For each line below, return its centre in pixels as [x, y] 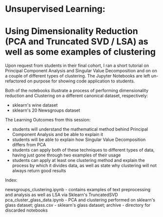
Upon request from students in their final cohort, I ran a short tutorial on [77, 66]
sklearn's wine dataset [35, 105]
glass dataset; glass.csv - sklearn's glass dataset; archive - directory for [78, 205]
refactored [16, 81]
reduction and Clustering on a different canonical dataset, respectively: [76, 96]
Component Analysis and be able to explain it [58, 135]
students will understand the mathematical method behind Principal [80, 129]
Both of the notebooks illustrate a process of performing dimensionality [77, 91]
